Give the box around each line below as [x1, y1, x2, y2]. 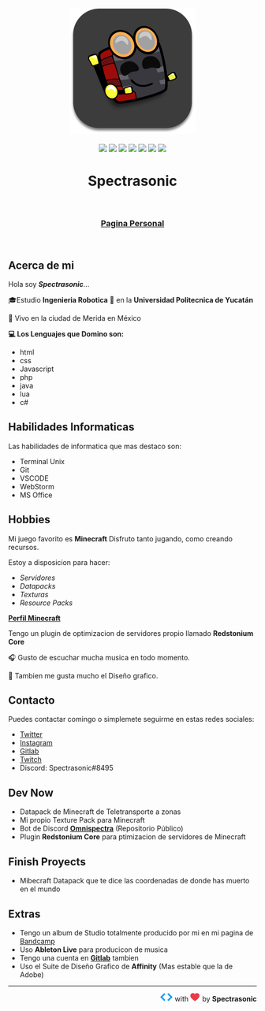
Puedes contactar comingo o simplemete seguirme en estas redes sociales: [8, 715, 255, 724]
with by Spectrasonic [174, 994, 257, 1004]
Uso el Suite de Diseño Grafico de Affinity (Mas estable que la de [19, 961, 233, 971]
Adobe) [19, 969, 45, 979]
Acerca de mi [8, 258, 75, 272]
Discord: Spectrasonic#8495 [19, 764, 114, 773]
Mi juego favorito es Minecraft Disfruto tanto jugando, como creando [8, 533, 233, 543]
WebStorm [19, 481, 55, 491]
